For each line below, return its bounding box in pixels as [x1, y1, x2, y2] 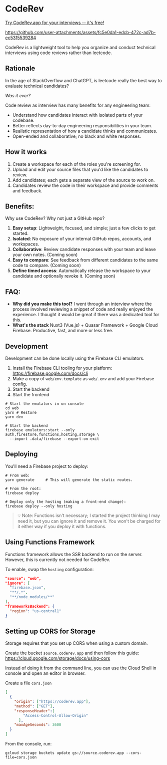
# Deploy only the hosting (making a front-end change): [5, 499, 126, 504]
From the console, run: [5, 741, 52, 747]
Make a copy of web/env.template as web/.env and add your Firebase [12, 376, 154, 381]
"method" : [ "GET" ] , [14, 703, 55, 709]
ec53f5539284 [5, 35, 36, 41]
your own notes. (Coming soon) [12, 251, 78, 258]
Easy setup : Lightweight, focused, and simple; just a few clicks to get [12, 225, 156, 231]
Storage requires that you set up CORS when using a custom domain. [5, 640, 148, 646]
